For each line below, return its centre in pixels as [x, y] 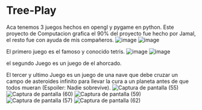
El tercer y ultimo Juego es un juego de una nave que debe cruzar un [92, 75]
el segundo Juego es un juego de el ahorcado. [64, 63]
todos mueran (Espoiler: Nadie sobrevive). [58, 87]
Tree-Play [31, 11]
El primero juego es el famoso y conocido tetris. [66, 51]
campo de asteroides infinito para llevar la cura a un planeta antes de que [97, 81]
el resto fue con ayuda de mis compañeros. [60, 40]
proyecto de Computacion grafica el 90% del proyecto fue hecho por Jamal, [101, 33]
